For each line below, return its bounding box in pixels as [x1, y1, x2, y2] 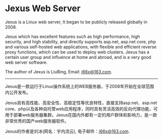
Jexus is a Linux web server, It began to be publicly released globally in [5, 19, 147, 25]
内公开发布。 [5, 89, 31, 95]
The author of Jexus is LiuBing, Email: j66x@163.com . [5, 69, 113, 74]
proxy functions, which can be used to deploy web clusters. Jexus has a [5, 49, 149, 55]
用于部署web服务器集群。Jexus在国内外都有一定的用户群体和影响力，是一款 [5, 112, 158, 118]
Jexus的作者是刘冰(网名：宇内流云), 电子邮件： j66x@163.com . [5, 128, 130, 134]
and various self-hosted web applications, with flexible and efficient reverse [5, 44, 157, 50]
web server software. [5, 59, 48, 65]
